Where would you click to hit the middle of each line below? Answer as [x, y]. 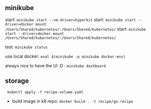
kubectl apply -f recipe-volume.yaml [45, 92]
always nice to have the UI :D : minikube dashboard [55, 65]
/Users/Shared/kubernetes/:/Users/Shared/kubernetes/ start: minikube [76, 29]
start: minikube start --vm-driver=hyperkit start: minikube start [70, 19]
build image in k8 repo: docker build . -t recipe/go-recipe [73, 101]
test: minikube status [26, 47]
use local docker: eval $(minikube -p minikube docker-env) [65, 56]
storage [17, 81]
